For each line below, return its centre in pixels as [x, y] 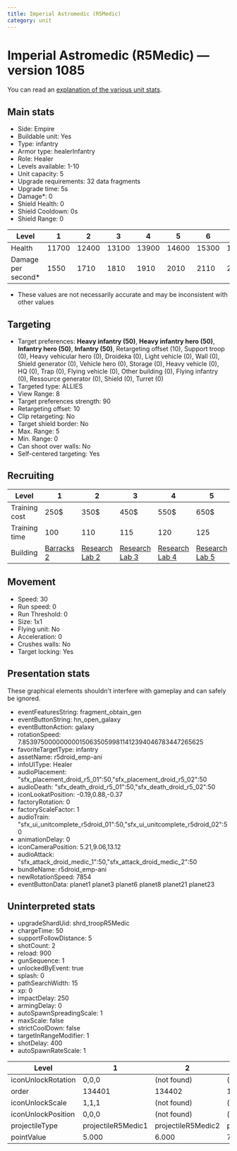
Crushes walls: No [44, 644]
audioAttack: [36, 854]
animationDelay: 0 [44, 839]
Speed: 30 [32, 599]
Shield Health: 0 [41, 204]
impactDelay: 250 [43, 998]
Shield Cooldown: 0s [48, 212]
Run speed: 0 [37, 607]
